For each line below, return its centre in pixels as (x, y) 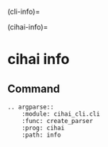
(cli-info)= (24, 12)
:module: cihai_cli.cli (61, 114)
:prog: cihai (43, 128)
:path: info (41, 135)
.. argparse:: (31, 107)
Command (34, 88)
